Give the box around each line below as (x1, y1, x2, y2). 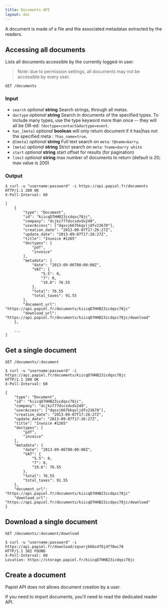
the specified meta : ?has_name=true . (12, 133, 87, 139)
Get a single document (5, 346, 77, 355)
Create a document (5, 570, 66, 579)
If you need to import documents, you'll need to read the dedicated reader (5, 594, 158, 600)
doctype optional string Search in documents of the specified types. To (12, 112, 159, 118)
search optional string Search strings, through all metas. (12, 106, 128, 113)
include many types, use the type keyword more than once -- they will (12, 117, 157, 123)
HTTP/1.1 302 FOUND (5, 548, 46, 553)
